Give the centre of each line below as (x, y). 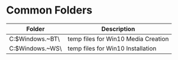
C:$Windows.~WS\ (36, 48)
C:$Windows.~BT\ (35, 39)
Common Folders (50, 10)
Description (118, 29)
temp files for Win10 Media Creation (118, 39)
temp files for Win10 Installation (112, 48)
